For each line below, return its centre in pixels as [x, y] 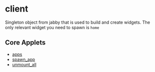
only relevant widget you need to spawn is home [52, 27]
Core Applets [25, 43]
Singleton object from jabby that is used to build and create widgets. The [77, 22]
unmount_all [24, 64]
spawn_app [23, 59]
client [17, 9]
